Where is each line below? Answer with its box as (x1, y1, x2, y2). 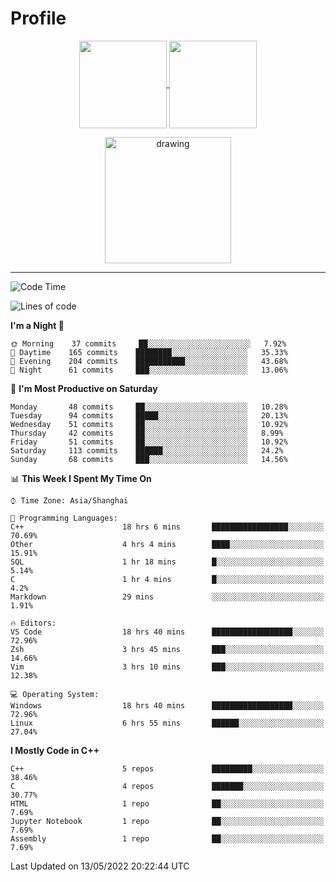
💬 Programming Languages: (10, 513, 118, 523)
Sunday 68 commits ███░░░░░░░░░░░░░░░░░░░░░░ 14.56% (10, 454, 288, 464)
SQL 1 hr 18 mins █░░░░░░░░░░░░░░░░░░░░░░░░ (10, 557, 325, 567)
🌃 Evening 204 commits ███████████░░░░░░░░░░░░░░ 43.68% (10, 356, 288, 366)
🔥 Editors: (10, 618, 57, 628)
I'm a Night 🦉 (10, 319, 65, 331)
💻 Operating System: (10, 689, 100, 699)
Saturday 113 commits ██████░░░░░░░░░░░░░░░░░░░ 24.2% (10, 445, 284, 456)
